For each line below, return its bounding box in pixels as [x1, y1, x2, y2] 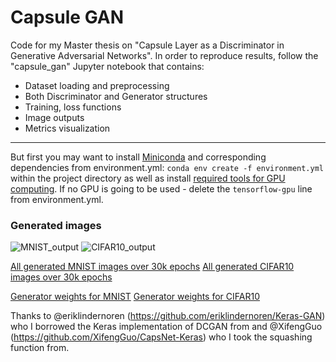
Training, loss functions [24, 101, 122, 113]
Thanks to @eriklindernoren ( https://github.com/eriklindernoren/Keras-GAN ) [10, 310, 326, 322]
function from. [10, 342, 70, 354]
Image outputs [24, 111, 85, 123]
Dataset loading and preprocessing [24, 79, 170, 91]
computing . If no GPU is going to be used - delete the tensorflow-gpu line [10, 182, 313, 195]
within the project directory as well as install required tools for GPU [10, 172, 286, 184]
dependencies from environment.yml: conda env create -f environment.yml [10, 161, 324, 173]
